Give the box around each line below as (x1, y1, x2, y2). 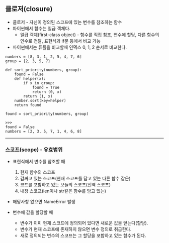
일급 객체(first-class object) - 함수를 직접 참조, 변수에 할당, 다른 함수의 (20, 32, 159, 38)
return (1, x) (23, 93, 53, 99)
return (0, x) (32, 89, 62, 94)
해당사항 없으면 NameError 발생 (12, 199, 75, 205)
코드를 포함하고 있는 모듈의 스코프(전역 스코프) (20, 182, 111, 188)
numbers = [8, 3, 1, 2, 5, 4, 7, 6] (5, 54, 82, 59)
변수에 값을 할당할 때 (12, 209, 53, 215)
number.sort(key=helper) (14, 98, 66, 103)
